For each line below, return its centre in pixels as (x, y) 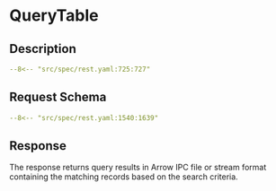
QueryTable (54, 16)
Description (43, 49)
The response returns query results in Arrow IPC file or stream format (138, 168)
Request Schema (58, 97)
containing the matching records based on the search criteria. (124, 177)
